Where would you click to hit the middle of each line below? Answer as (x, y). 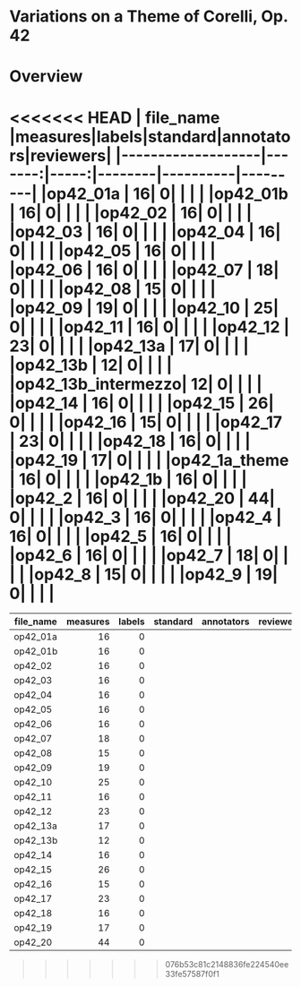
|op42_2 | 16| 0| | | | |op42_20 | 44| (142, 498)
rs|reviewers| (60, 155)
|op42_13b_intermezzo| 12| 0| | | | (136, 384)
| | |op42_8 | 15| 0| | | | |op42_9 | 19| (144, 574)
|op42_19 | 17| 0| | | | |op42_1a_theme (149, 460)
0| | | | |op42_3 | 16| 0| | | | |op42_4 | (146, 517)
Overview (46, 77)
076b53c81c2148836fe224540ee (227, 965)
